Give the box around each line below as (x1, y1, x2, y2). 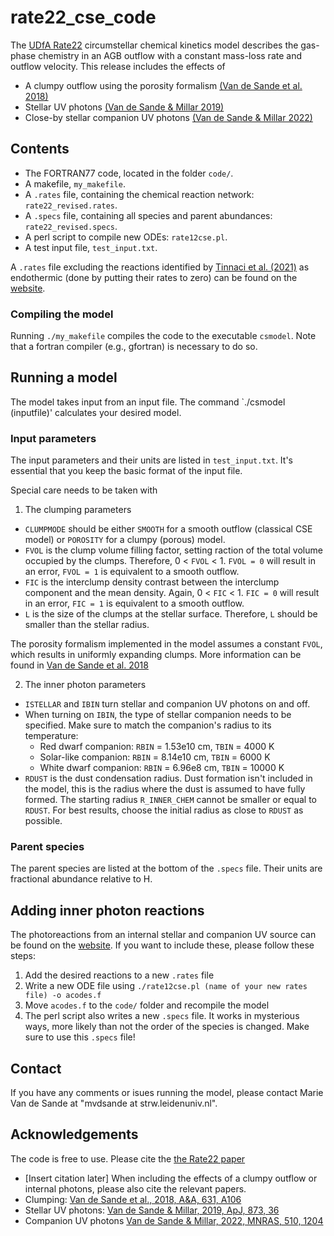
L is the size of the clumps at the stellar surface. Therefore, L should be (24, 608, 318, 620)
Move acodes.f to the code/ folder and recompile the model (24, 999, 270, 1011)
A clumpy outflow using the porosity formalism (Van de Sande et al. (24, 79, 303, 91)
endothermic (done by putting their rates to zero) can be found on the (10, 271, 298, 283)
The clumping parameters (24, 504, 132, 516)
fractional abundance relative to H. (10, 873, 153, 885)
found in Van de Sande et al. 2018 (10, 659, 149, 671)
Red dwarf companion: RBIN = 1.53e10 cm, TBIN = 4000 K (39, 741, 275, 753)
